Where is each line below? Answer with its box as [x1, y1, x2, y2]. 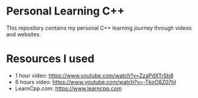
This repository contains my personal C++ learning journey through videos [6, 24, 192, 31]
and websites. [6, 30, 41, 38]
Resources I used [6, 52, 95, 66]
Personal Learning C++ [6, 4, 125, 18]
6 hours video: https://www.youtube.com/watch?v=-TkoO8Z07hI [14, 78, 176, 85]
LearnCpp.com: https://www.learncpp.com [14, 85, 122, 92]
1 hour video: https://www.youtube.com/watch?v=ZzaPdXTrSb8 [14, 71, 174, 79]
